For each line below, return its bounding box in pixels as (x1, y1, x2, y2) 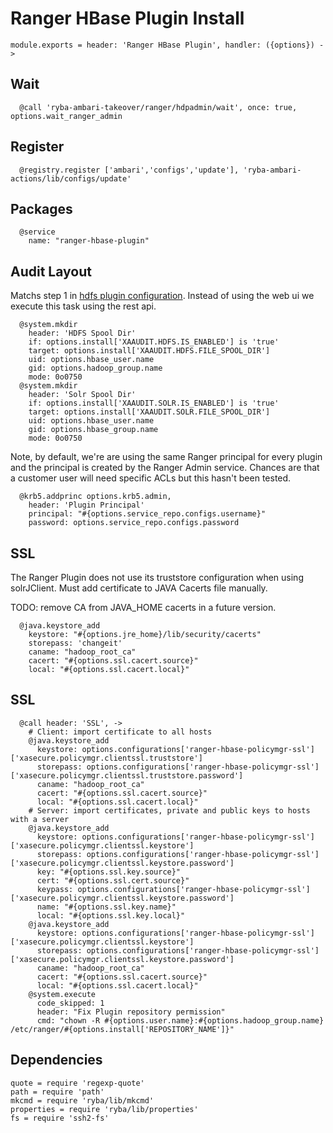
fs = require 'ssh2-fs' (10, 1113, 110, 1123)
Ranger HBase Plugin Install (10, 7, 245, 30)
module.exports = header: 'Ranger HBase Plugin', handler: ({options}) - (10, 40, 325, 50)
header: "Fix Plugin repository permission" (36, 1007, 226, 1017)
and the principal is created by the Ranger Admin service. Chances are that (10, 462, 320, 474)
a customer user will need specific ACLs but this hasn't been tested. (10, 472, 292, 484)
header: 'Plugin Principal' (28, 500, 145, 511)
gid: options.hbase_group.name (28, 425, 159, 435)
